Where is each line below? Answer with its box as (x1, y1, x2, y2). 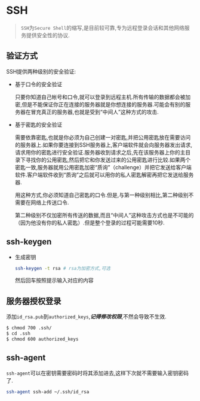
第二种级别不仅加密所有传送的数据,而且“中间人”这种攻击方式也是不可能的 (14, 211, 194, 218)
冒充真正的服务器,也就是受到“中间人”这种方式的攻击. (30, 108, 159, 116)
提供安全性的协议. (26, 31, 70, 39)
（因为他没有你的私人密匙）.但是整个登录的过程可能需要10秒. (14, 219, 165, 226)
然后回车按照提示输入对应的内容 (14, 277, 94, 284)
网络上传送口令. (30, 199, 69, 206)
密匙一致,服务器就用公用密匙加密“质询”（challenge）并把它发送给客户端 (14, 163, 192, 171)
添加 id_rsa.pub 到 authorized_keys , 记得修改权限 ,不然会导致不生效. (6, 313, 167, 320)
